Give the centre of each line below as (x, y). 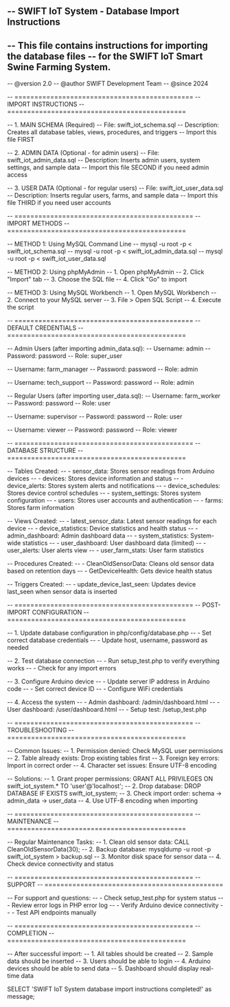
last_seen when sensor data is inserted (62, 592)
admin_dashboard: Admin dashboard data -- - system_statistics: (98, 536)
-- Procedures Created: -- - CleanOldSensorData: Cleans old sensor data (111, 564)
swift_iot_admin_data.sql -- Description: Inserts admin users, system (104, 160)
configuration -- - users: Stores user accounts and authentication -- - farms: (115, 500)
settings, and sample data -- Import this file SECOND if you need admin (108, 167)
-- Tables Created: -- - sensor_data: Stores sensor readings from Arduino (111, 471)
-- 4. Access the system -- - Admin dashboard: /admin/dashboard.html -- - (114, 702)
